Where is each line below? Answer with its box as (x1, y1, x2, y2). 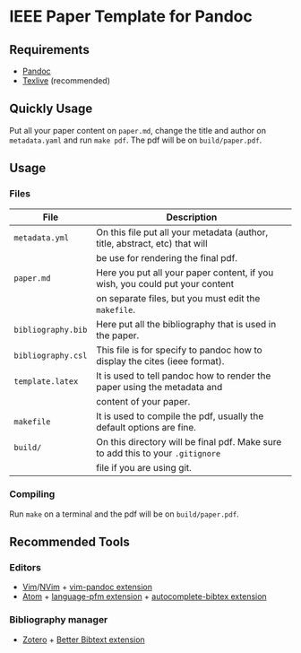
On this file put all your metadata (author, (95, 226, 269, 239)
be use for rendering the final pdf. (95, 251, 238, 264)
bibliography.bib (13, 325, 88, 335)
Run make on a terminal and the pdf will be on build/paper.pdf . (9, 509, 239, 519)
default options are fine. (95, 421, 197, 433)
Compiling (9, 488, 56, 501)
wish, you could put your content (95, 277, 235, 290)
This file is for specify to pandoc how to (95, 344, 262, 356)
